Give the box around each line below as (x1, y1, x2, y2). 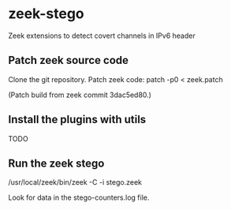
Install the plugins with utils (8, 113, 147, 126)
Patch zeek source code (8, 54, 129, 67)
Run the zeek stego (8, 156, 105, 170)
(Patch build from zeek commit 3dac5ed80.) (8, 90, 152, 99)
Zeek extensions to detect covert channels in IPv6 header (8, 31, 196, 40)
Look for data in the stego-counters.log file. (8, 193, 150, 202)
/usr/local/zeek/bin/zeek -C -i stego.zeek (8, 178, 143, 187)
